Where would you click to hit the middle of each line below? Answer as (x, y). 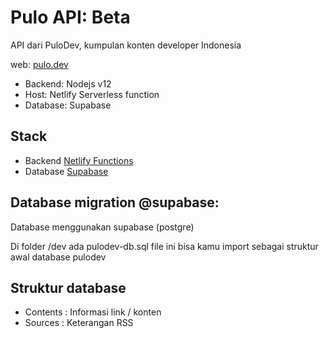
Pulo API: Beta (70, 17)
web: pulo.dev (39, 64)
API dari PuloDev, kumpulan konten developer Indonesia (126, 45)
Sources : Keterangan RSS (79, 323)
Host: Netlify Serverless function (92, 94)
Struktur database (68, 287)
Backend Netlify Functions (79, 160)
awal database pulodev (58, 257)
